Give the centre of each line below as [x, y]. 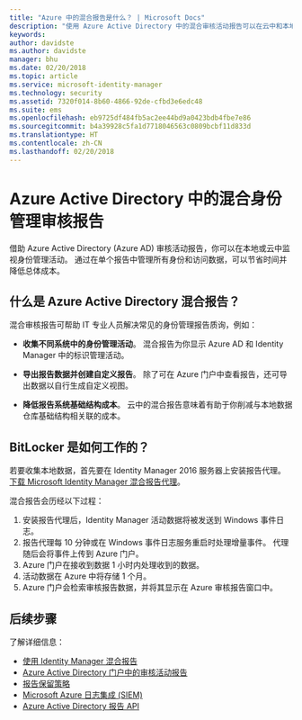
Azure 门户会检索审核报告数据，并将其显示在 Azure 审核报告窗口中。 [150, 588]
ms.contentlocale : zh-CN [56, 143]
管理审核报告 [57, 221]
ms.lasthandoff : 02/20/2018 [62, 151]
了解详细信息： [37, 642]
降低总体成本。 [37, 270]
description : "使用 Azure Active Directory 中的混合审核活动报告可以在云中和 [146, 26]
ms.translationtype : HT [54, 135]
